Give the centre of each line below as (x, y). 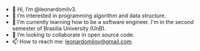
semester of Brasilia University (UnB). (59, 28)
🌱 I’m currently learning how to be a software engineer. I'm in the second (103, 22)
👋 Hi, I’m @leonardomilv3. (44, 9)
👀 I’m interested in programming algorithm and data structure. (89, 16)
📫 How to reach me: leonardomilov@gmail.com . (72, 41)
